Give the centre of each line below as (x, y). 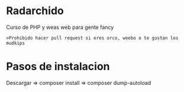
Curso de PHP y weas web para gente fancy (60, 27)
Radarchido (35, 11)
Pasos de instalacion (58, 67)
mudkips (16, 43)
